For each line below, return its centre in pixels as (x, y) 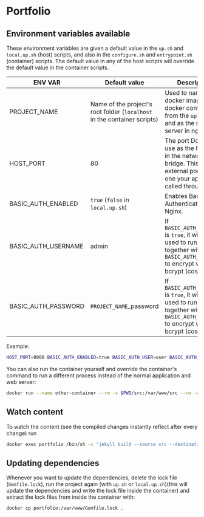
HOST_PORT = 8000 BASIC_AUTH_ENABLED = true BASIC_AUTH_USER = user (87, 357)
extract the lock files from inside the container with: (71, 497)
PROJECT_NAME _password (124, 306)
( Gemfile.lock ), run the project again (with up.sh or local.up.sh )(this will (97, 484)
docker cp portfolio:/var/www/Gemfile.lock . (65, 508)
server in (177, 131)
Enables (176, 196)
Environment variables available (68, 34)
